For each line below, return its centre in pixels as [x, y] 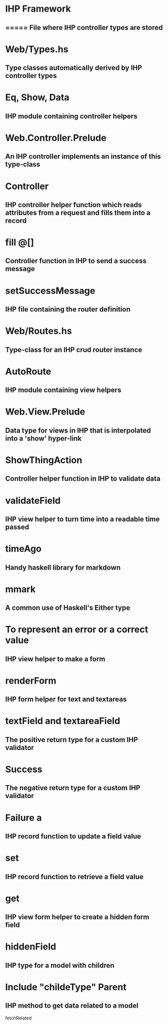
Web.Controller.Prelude [56, 138]
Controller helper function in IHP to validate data [83, 479]
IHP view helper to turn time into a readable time [83, 519]
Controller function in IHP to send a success [76, 261]
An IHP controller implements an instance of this [83, 157]
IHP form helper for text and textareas [66, 699]
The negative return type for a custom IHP [73, 788]
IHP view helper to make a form [55, 659]
